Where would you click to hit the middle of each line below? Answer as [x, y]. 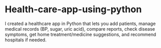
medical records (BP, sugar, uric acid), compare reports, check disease [80, 29]
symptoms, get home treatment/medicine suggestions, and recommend [80, 34]
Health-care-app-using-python [73, 9]
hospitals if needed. [26, 40]
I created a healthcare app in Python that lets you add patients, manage [80, 23]
